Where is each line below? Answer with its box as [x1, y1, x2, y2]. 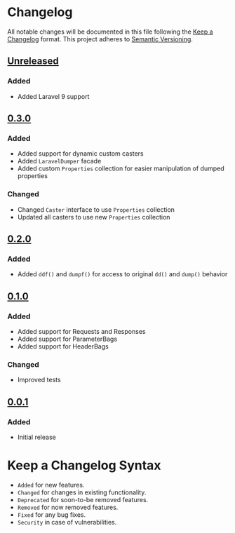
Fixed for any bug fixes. [17, 510, 86, 519]
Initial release [17, 433, 56, 441]
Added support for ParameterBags [17, 335, 118, 343]
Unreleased [7, 55, 60, 67]
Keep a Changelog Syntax [7, 457, 161, 473]
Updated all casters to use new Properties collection [17, 212, 170, 221]
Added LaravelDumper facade [17, 157, 102, 166]
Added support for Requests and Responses [17, 327, 146, 335]
